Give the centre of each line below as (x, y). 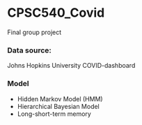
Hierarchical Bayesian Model (58, 106)
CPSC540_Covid (56, 13)
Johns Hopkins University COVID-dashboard (71, 66)
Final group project (34, 32)
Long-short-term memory (54, 114)
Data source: (30, 50)
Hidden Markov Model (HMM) (60, 98)
